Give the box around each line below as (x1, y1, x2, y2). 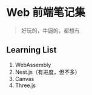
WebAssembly (15, 61, 51, 68)
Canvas (15, 75, 34, 82)
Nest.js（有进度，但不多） (15, 68, 80, 76)
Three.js (15, 82, 36, 89)
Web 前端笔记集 (6, 5, 86, 19)
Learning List (6, 45, 57, 55)
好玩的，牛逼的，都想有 (21, 27, 80, 34)
